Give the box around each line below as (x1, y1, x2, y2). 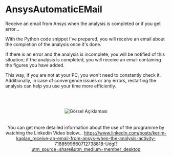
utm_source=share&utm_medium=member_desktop (31, 146, 141, 152)
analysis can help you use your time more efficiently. (5, 83, 117, 89)
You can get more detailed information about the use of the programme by (7, 124, 165, 130)
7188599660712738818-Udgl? (54, 141, 118, 147)
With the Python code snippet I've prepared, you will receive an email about (5, 36, 165, 42)
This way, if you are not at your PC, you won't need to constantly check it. (5, 72, 161, 78)
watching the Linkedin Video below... (5, 129, 83, 136)
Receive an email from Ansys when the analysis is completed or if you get (5, 20, 161, 27)
